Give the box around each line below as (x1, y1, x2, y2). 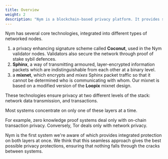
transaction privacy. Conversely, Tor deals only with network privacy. (5, 122, 147, 128)
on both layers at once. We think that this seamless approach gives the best (5, 137, 161, 143)
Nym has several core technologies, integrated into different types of (5, 31, 147, 37)
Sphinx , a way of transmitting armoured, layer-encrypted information (12, 61, 155, 68)
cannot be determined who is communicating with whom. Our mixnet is (12, 77, 159, 83)
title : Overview (5, 7, 39, 13)
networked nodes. (5, 36, 43, 42)
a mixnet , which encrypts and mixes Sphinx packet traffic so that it (12, 72, 151, 78)
